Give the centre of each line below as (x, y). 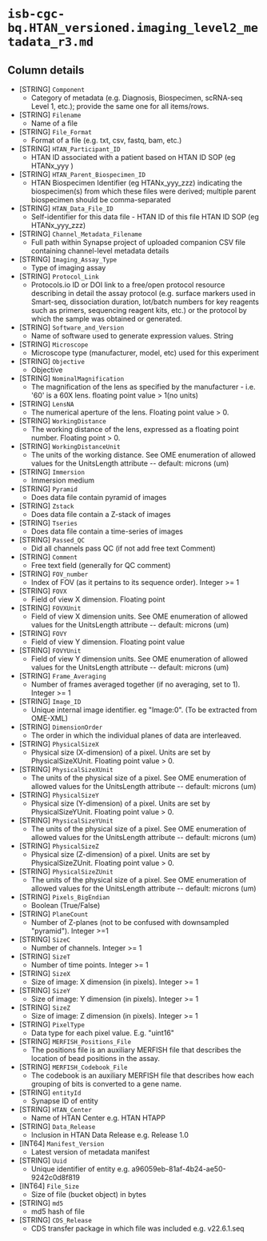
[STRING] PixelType (52, 1024)
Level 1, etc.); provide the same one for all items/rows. (120, 106)
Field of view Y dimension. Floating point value (108, 642)
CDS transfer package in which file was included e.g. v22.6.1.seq (137, 1228)
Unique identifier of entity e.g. (80, 1169)
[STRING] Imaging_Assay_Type (68, 259)
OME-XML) (50, 718)
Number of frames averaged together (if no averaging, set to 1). (135, 684)
